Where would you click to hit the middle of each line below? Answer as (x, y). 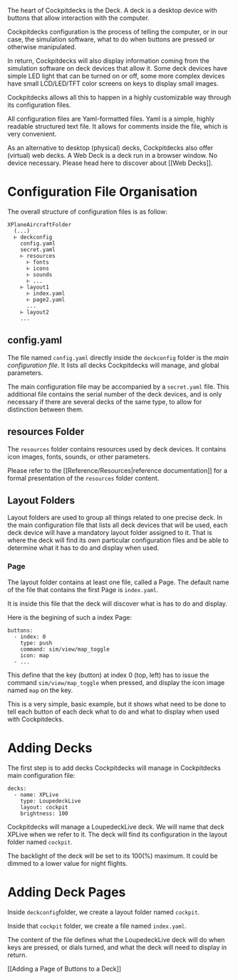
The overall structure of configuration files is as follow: (87, 211)
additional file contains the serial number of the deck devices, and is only (115, 394)
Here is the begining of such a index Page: (69, 617)
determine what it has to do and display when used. (83, 548)
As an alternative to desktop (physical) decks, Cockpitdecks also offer (110, 148)
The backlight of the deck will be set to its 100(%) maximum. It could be (113, 856)
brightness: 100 (45, 814)
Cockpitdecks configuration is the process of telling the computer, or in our (118, 32)
